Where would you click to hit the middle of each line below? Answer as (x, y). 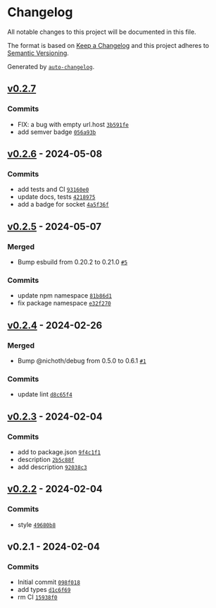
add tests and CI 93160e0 (53, 189)
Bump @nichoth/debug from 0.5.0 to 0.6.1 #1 (82, 360)
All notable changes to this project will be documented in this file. (102, 32)
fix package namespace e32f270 (64, 303)
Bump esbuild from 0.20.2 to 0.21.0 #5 (72, 262)
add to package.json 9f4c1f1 (59, 451)
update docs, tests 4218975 (56, 197)
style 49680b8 (37, 524)
